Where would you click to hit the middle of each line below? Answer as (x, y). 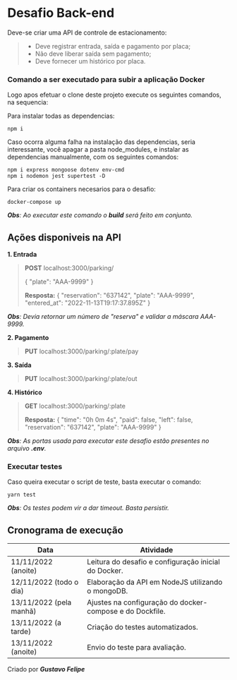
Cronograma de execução (65, 530)
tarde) (21, 631)
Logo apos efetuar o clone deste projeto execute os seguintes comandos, (114, 95)
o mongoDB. (108, 591)
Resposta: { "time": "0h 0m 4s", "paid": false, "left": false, (109, 420)
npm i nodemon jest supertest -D (56, 176)
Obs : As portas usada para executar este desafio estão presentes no (108, 441)
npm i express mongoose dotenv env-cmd (66, 170)
